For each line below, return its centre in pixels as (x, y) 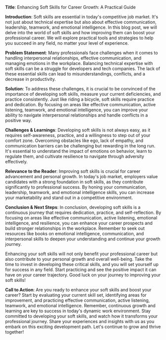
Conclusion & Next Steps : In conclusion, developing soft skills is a (73, 207)
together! (14, 332)
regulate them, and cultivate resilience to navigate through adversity (75, 156)
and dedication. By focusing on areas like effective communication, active (81, 104)
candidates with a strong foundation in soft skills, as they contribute (74, 182)
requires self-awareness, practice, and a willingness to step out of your (78, 135)
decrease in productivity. (30, 79)
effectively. (17, 162)
